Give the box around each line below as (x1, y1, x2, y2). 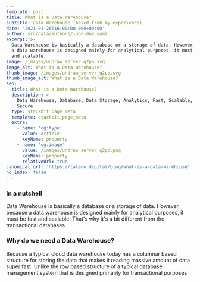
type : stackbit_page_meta (11, 109, 76, 114)
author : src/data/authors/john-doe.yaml (6, 31, 108, 37)
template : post (6, 8, 44, 15)
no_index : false (6, 169, 46, 176)
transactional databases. (6, 222, 67, 229)
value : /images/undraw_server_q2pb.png (21, 147, 121, 153)
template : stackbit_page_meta (11, 114, 86, 120)
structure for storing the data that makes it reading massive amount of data (6, 256, 190, 264)
